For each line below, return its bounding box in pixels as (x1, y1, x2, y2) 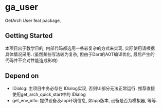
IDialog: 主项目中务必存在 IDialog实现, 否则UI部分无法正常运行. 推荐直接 (12, 85, 155, 91)
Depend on (5, 72, 39, 80)
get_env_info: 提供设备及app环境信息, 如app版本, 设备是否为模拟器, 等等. (12, 97, 158, 103)
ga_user (5, 1, 38, 13)
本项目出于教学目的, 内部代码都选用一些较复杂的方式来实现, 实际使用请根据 (5, 45, 155, 51)
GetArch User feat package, (5, 18, 61, 23)
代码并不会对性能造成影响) (5, 57, 58, 63)
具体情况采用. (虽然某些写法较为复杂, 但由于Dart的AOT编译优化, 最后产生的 (5, 51, 155, 57)
